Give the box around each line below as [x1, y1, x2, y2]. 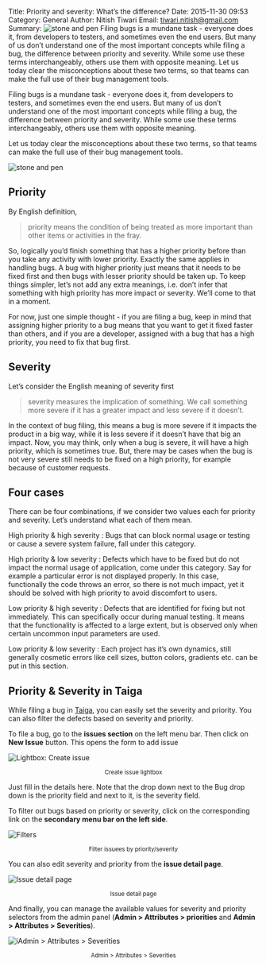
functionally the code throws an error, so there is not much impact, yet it [8, 580, 245, 589]
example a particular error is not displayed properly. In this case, [8, 571, 219, 581]
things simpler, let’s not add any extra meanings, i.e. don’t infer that [8, 280, 228, 289]
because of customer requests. [8, 462, 111, 472]
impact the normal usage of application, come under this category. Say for [8, 563, 252, 573]
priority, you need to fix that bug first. [8, 337, 131, 346]
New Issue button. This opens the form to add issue [8, 738, 179, 748]
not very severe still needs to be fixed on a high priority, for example [8, 454, 232, 464]
